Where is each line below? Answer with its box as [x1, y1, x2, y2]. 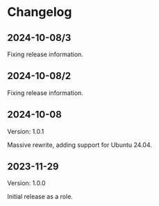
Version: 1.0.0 [7, 179, 47, 187]
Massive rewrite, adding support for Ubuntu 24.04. [7, 140, 153, 149]
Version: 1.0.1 [7, 127, 44, 135]
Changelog [7, 4, 72, 20]
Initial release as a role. [7, 192, 73, 201]
